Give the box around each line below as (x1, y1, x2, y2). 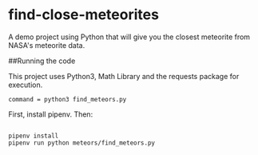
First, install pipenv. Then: (8, 109, 93, 119)
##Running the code (8, 56, 76, 66)
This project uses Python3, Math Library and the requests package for (8, 71, 240, 81)
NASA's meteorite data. (8, 40, 85, 50)
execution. (8, 80, 43, 89)
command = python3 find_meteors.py (8, 95, 127, 103)
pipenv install (8, 132, 59, 140)
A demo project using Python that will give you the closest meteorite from (8, 32, 250, 42)
